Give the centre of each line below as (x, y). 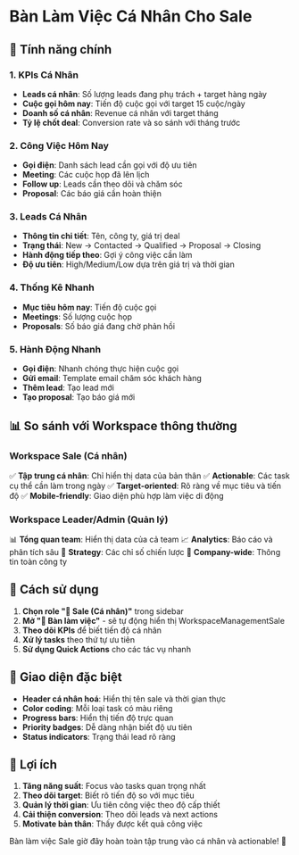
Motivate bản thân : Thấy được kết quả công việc (112, 824)
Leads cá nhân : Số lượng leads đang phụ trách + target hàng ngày (145, 94)
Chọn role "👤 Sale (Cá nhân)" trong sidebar (103, 611)
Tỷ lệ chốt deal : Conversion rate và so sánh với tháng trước (131, 122)
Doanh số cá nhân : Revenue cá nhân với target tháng (120, 112)
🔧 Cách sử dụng (54, 589)
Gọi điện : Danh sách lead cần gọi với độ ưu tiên (110, 165)
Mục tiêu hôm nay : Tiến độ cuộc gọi (89, 307)
